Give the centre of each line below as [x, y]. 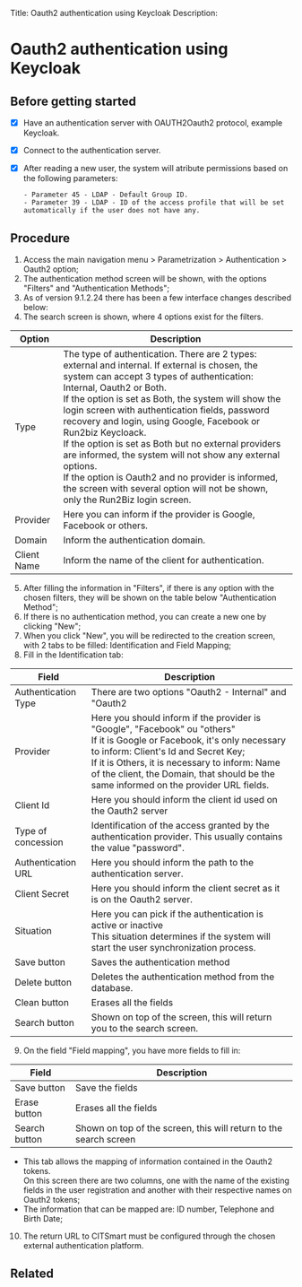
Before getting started [73, 101]
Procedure [40, 238]
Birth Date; [43, 1218]
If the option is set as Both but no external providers [172, 443]
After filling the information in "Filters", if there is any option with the [148, 588]
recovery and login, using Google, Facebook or [162, 421]
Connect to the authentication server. [92, 151]
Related [32, 1274]
